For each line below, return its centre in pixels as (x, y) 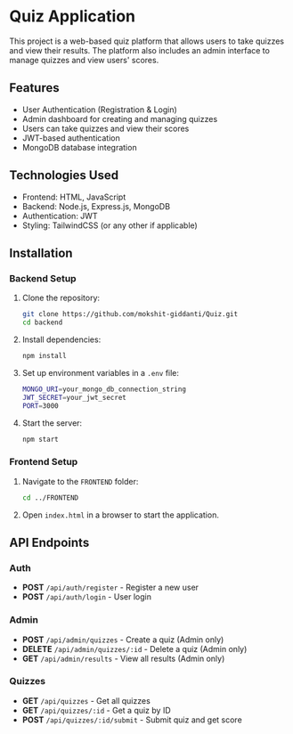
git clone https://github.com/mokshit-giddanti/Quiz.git (130, 314)
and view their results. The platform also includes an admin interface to (139, 50)
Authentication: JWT (60, 216)
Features (34, 88)
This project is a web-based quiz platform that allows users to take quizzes (147, 41)
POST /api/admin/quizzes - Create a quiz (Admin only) (123, 640)
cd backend (42, 322)
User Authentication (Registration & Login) (100, 110)
